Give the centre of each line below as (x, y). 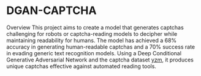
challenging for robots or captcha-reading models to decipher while (92, 33)
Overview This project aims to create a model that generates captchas (95, 27)
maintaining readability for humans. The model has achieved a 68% (92, 40)
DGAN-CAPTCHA (51, 11)
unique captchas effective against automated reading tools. (81, 66)
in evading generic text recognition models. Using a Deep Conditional (94, 53)
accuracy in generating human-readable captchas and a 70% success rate (100, 47)
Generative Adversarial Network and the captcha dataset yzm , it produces (100, 60)
